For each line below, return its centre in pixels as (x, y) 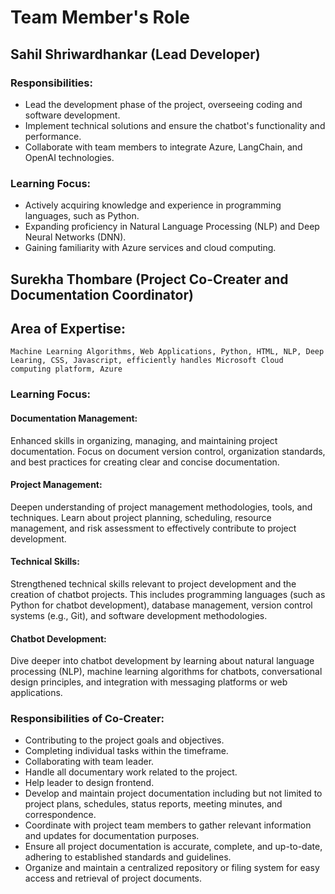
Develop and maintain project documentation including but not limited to (173, 793)
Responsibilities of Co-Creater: (87, 719)
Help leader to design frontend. (89, 783)
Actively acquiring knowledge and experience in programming (153, 205)
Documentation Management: (74, 418)
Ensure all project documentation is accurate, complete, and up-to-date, (173, 847)
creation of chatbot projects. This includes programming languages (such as (168, 594)
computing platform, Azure (66, 369)
